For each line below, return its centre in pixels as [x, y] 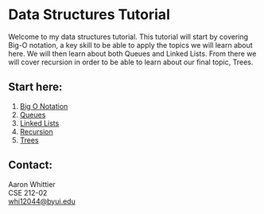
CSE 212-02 [28, 193]
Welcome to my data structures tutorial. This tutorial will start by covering [128, 37]
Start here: [35, 87]
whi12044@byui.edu [42, 201]
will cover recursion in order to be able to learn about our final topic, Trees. [131, 62]
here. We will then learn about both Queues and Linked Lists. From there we [132, 53]
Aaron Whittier [32, 184]
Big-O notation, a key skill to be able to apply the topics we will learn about [130, 45]
